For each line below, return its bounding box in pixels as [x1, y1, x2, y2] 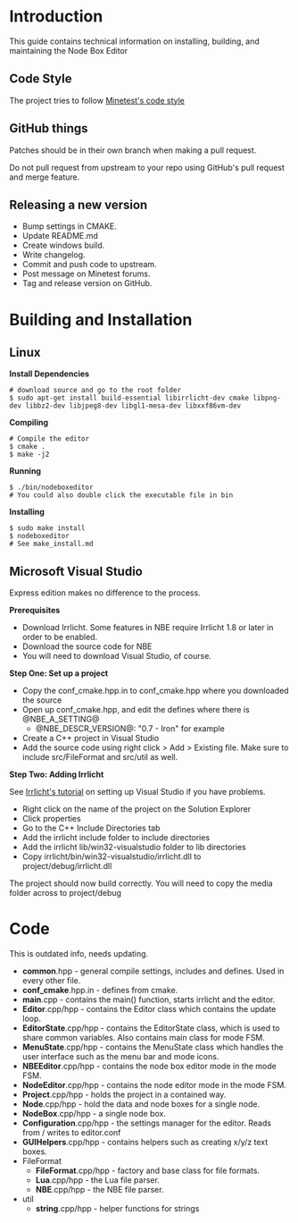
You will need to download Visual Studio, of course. [21, 651, 212, 662]
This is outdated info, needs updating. [9, 949, 149, 959]
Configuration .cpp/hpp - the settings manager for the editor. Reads [21, 1118, 272, 1128]
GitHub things [9, 121, 88, 136]
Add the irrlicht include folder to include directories [21, 832, 211, 843]
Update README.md [21, 231, 98, 241]
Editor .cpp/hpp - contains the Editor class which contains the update [21, 1004, 277, 1015]
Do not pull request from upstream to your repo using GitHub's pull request [9, 162, 286, 173]
